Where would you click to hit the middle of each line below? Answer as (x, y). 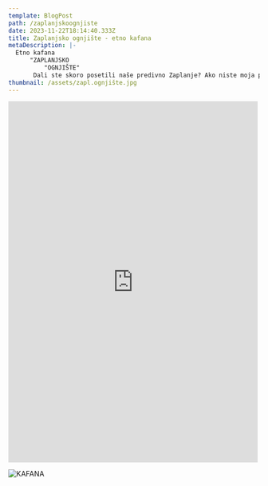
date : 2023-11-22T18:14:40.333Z (62, 30)
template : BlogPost (41, 16)
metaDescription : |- (43, 46)
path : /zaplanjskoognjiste (53, 23)
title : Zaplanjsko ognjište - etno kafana (80, 38)
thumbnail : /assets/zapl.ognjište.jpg (73, 82)
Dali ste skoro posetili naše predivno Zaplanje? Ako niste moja (144, 75)
